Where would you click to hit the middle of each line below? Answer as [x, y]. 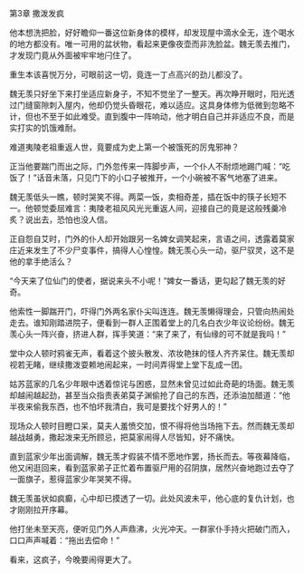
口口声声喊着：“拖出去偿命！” [65, 540]
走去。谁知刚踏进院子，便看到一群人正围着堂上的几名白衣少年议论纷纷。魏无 [152, 323]
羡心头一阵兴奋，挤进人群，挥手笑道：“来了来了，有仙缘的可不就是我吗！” [148, 334]
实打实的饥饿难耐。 [45, 128]
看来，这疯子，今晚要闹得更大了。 [73, 559]
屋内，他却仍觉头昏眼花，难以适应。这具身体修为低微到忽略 [176, 105]
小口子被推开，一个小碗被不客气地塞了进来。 [199, 178]
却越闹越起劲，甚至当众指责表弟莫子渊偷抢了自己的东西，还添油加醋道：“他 [150, 395]
